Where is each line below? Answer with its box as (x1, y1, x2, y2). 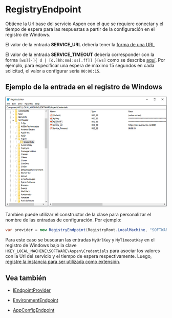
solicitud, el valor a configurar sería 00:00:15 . (5, 68, 101, 74)
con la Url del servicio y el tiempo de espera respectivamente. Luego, (5, 253, 152, 259)
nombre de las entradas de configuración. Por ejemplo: (5, 217, 122, 223)
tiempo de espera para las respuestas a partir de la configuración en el (5, 26, 155, 32)
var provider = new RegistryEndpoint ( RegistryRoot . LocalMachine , (5, 228, 147, 233)
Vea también (5, 273, 47, 282)
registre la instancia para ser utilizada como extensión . (5, 258, 121, 265)
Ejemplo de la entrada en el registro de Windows (5, 83, 162, 91)
